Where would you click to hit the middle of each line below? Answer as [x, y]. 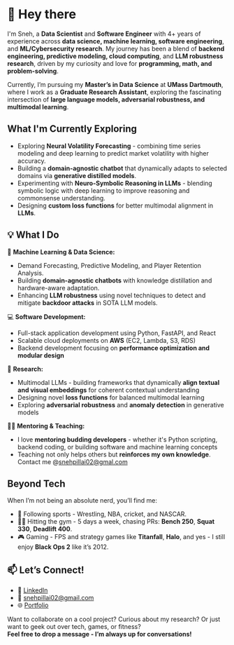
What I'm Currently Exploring [72, 129]
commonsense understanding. [61, 198]
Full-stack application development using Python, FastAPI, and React [117, 333]
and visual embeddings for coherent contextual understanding [108, 390]
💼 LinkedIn [32, 590]
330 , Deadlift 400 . [45, 529]
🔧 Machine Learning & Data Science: [61, 252]
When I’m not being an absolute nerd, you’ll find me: [82, 501]
